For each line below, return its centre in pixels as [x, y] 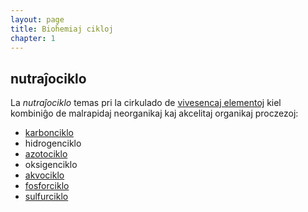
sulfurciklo [46, 197]
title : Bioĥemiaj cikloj [62, 29]
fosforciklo [47, 186]
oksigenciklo [51, 165]
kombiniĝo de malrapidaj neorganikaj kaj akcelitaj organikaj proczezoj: [154, 113]
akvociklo [44, 175]
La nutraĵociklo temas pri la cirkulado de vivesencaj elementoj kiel [146, 103]
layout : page [37, 19]
